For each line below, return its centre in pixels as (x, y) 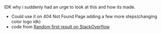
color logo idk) (26, 22)
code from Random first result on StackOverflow (60, 27)
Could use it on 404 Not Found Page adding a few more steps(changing (84, 16)
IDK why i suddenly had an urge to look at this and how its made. (70, 7)
